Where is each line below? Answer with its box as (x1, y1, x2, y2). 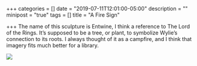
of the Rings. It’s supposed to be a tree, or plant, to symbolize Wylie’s (6, 29, 178, 36)
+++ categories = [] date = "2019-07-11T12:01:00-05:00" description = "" (6, 5, 188, 12)
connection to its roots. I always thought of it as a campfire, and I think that (6, 36, 192, 42)
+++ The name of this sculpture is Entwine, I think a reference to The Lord (6, 23, 190, 30)
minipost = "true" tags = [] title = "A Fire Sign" (6, 11, 120, 18)
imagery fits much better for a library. (6, 42, 99, 49)
